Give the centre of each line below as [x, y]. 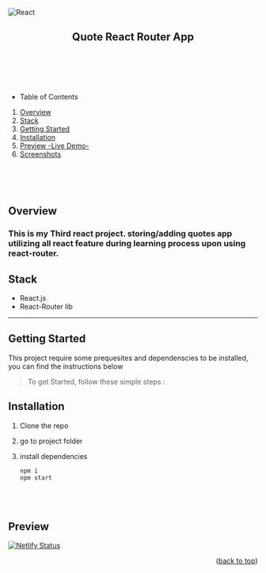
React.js [33, 298]
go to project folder [51, 441]
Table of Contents [49, 97]
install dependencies [53, 456]
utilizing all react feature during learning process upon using [127, 244]
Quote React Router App [133, 37]
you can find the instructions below [66, 366]
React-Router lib [46, 306]
